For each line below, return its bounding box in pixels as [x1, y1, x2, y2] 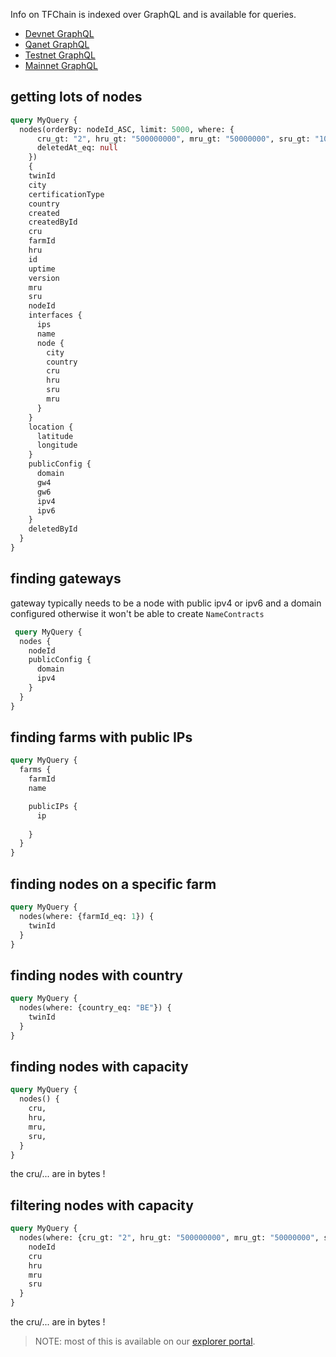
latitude [36, 431, 74, 441]
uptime [28, 264, 56, 274]
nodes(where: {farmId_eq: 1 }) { [19, 911, 155, 921]
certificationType [28, 189, 105, 199]
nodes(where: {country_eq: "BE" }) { [19, 1003, 172, 1013]
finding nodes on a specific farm [10, 875, 217, 893]
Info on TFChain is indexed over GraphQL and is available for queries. [10, 9, 297, 20]
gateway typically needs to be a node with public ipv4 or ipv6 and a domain [10, 597, 322, 609]
